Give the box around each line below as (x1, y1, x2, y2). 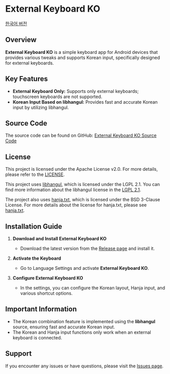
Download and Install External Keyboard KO (12, 236, 107, 241)
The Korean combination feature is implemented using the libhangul (12, 318, 156, 324)
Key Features (5, 75, 48, 83)
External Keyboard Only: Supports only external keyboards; (12, 88, 139, 94)
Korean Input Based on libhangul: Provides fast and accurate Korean (12, 99, 158, 105)
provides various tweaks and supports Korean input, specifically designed (5, 54, 160, 60)
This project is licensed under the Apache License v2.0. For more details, (5, 166, 158, 172)
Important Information (5, 305, 77, 314)
